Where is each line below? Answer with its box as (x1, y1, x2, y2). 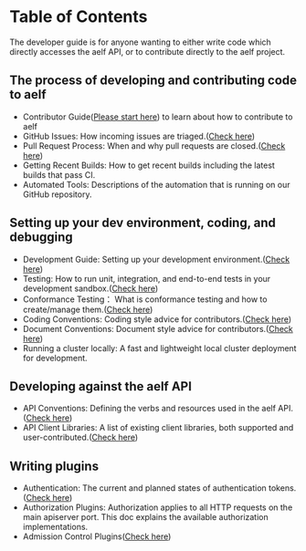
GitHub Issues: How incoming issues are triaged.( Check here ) (22, 130, 256, 141)
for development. (22, 352, 89, 363)
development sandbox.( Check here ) (22, 283, 159, 294)
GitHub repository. (22, 189, 92, 200)
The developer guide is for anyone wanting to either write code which (9, 36, 271, 47)
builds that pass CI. (22, 169, 96, 180)
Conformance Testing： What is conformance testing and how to (22, 294, 268, 305)
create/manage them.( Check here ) (22, 304, 153, 315)
